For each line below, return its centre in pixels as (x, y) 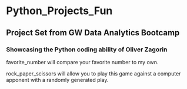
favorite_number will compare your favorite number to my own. (82, 62)
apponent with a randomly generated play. (57, 80)
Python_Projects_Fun (59, 11)
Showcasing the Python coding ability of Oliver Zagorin (87, 50)
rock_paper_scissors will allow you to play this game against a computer (93, 73)
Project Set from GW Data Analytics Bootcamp (93, 33)
